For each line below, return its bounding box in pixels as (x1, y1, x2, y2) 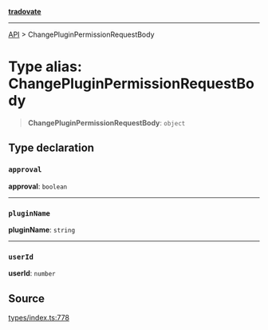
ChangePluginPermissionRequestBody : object (27, 117, 186, 127)
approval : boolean (8, 181, 68, 191)
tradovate (8, 7, 41, 16)
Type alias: (8, 58, 82, 76)
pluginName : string (8, 225, 76, 234)
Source (8, 292, 45, 305)
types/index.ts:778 (8, 313, 70, 323)
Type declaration (8, 141, 94, 155)
